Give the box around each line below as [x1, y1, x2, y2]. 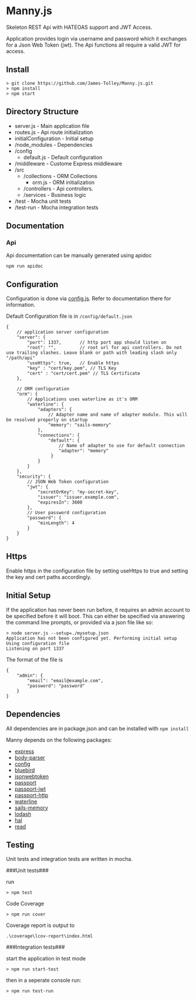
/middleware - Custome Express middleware [14, 160, 123, 167]
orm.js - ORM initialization [32, 179, 95, 186]
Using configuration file [6, 640, 69, 646]
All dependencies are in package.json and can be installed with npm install [6, 725, 189, 732]
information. [6, 301, 36, 308]
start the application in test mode [6, 955, 86, 962]
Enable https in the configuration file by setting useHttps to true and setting [6, 567, 188, 574]
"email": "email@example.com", [27, 677, 104, 683]
